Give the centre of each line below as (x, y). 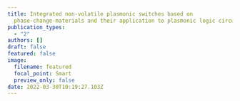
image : (17, 60)
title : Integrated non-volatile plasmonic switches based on (100, 14)
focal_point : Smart (43, 73)
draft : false (27, 47)
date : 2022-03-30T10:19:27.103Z (55, 87)
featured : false (31, 54)
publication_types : (36, 27)
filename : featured (43, 67)
